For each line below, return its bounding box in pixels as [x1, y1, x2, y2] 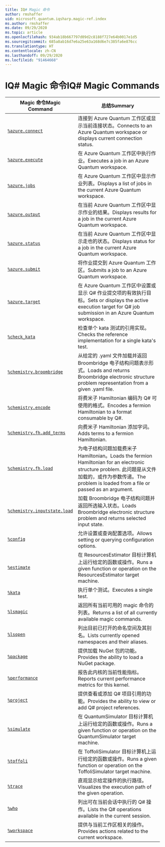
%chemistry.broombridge [7, 369, 63, 375]
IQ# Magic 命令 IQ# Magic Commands [5, 80, 160, 91]
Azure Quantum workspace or [78, 129, 147, 136]
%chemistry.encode [7, 405, 51, 411]
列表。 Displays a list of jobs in [82, 180, 152, 187]
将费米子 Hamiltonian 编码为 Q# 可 [78, 394, 157, 401]
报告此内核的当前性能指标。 [78, 669, 142, 676]
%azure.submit [7, 267, 41, 272]
